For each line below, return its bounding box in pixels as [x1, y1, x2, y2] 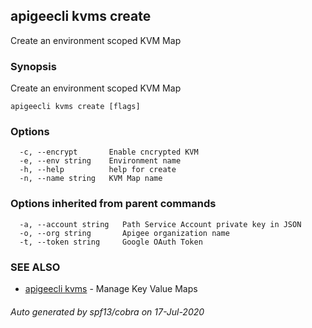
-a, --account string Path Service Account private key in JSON [19, 219, 302, 229]
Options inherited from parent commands [10, 197, 217, 211]
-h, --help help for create [19, 165, 177, 175]
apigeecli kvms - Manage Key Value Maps [24, 283, 198, 294]
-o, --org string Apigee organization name [19, 228, 230, 238]
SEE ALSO [10, 260, 61, 274]
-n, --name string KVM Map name [19, 174, 163, 184]
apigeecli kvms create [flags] [10, 102, 141, 112]
